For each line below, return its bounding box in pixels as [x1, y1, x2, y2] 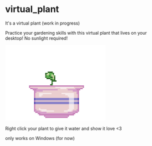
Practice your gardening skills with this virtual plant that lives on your [5, 30, 147, 36]
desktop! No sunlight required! [5, 35, 68, 41]
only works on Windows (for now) [5, 135, 75, 141]
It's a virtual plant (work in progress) [5, 20, 80, 26]
